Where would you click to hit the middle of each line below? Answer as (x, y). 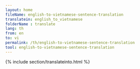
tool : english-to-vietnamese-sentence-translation (60, 47)
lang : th (14, 29)
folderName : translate (30, 24)
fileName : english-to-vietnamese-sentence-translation (64, 15)
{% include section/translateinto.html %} (48, 61)
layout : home (19, 10)
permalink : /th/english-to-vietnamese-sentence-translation (70, 43)
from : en (14, 33)
